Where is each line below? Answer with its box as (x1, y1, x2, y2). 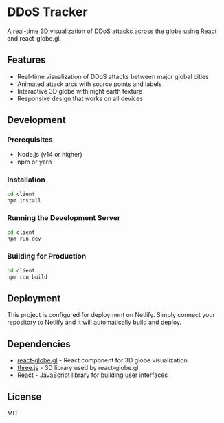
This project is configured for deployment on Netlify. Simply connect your (7, 311, 215, 319)
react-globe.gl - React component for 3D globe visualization (16, 356, 188, 365)
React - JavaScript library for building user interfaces (16, 371, 168, 379)
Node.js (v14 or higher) (16, 151, 82, 159)
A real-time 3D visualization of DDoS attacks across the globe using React (7, 27, 217, 35)
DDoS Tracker (7, 4, 88, 20)
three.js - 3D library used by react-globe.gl (16, 364, 139, 372)
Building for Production (7, 252, 87, 261)
